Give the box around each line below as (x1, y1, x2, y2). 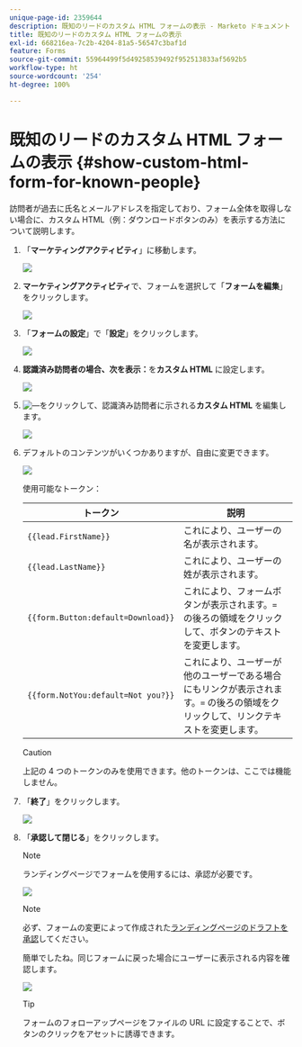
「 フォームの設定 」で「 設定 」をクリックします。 (22, 328, 203, 338)
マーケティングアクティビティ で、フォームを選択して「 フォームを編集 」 (22, 280, 288, 291)
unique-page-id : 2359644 (9, 13, 102, 23)
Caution (22, 746, 52, 757)
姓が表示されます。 (182, 568, 264, 581)
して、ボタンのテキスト (182, 625, 281, 637)
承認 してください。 (22, 933, 93, 943)
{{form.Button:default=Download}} (26, 612, 175, 622)
